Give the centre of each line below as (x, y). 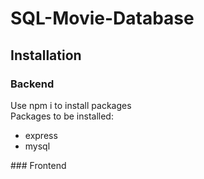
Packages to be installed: (62, 116)
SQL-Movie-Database (102, 18)
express (41, 135)
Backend (32, 84)
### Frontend (38, 165)
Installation (46, 55)
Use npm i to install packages (71, 105)
